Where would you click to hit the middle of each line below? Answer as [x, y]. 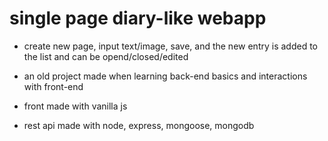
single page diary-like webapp [138, 18]
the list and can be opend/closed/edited [106, 56]
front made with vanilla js [75, 106]
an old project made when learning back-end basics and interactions [165, 76]
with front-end [53, 86]
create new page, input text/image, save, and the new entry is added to [170, 46]
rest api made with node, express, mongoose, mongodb [139, 125]
